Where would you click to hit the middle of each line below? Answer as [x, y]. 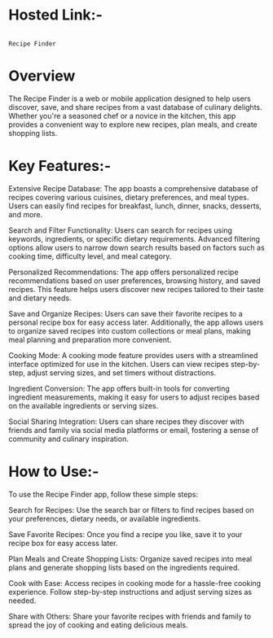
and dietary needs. [40, 298]
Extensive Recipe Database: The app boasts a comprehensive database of [133, 188]
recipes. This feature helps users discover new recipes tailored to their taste [136, 289]
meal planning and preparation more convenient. [90, 339]
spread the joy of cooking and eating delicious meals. [98, 625]
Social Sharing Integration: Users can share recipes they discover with [126, 422]
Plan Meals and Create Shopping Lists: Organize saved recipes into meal [130, 558]
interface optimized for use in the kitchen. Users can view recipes [119, 364]
